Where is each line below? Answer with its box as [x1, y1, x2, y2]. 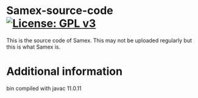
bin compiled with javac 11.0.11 [6, 85, 82, 92]
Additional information [6, 65, 123, 79]
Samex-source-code [6, 4, 114, 18]
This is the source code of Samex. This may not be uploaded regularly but [6, 37, 193, 44]
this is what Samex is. [6, 43, 61, 51]
